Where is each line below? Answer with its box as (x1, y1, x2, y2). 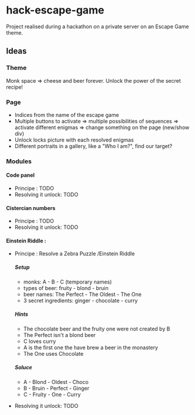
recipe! (6, 83, 23, 90)
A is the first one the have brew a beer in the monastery (23, 344, 159, 351)
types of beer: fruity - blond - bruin (23, 285, 109, 292)
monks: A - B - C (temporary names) (23, 278, 112, 285)
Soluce (14, 363, 32, 370)
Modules (6, 157, 32, 165)
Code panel (6, 171, 35, 179)
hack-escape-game (6, 4, 105, 17)
